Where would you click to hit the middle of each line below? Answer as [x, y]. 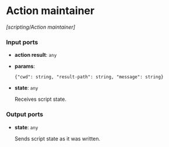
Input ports [22, 42]
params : [25, 66]
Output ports [25, 114]
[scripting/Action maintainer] [41, 27]
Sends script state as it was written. [57, 138]
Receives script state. [41, 99]
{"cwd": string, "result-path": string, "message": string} [89, 77]
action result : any [36, 55]
